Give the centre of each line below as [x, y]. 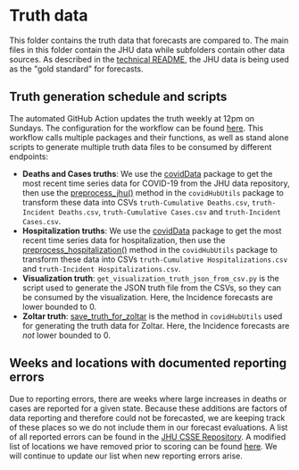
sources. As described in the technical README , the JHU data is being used [149, 59]
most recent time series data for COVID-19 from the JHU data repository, [156, 183]
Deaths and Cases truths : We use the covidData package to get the [147, 173]
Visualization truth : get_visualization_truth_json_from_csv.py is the [150, 278]
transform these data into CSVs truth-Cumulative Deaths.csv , [136, 202]
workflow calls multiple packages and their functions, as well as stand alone [149, 137]
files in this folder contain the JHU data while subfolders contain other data [147, 49]
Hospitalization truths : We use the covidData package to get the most [152, 231]
